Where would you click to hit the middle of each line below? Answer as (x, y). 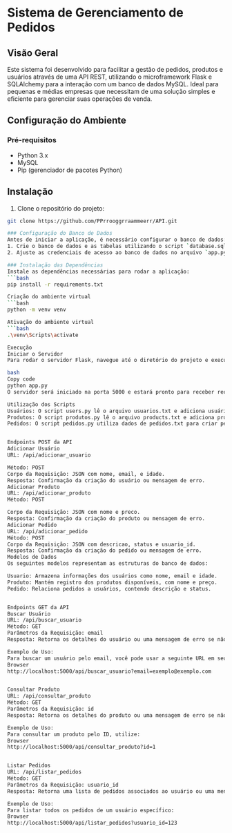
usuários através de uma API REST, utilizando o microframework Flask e (110, 77)
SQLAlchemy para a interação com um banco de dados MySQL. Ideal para (113, 84)
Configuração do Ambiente (67, 121)
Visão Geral (33, 53)
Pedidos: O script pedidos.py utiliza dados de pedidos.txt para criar (112, 424)
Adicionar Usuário (33, 449)
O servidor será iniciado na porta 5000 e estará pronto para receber (111, 392)
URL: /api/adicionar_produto (49, 493)
